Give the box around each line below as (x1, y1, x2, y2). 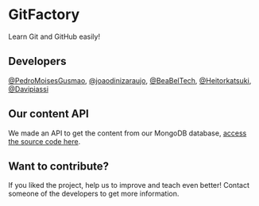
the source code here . (8, 136, 81, 146)
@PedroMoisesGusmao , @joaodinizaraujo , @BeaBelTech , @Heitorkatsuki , (8, 75, 252, 85)
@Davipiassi (8, 84, 49, 93)
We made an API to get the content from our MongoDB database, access (8, 128, 247, 138)
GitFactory (8, 6, 80, 24)
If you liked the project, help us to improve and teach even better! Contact (8, 181, 250, 190)
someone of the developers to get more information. (8, 189, 180, 199)
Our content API (8, 107, 90, 120)
